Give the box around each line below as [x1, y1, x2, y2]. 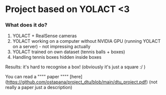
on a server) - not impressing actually [12, 44, 91, 50]
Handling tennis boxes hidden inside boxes [12, 54, 102, 60]
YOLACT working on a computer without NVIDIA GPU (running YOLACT [12, 38, 161, 44]
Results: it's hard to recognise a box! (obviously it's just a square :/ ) [5, 64, 146, 70]
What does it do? [5, 22, 48, 29]
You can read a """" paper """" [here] [5, 74, 83, 80]
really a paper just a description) [5, 84, 72, 90]
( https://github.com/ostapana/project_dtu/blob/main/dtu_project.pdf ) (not [5, 79, 157, 85]
